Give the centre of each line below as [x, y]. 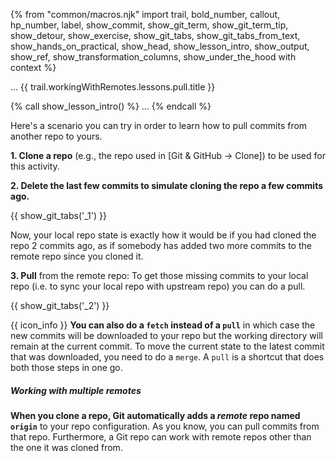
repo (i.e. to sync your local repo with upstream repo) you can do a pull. [158, 286]
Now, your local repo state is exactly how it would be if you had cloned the [163, 235]
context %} [33, 67]
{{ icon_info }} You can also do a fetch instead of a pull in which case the [163, 325]
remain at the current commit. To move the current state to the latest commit [167, 346]
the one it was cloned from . [66, 447]
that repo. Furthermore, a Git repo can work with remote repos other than [161, 436]
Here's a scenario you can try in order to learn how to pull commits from [159, 125]
